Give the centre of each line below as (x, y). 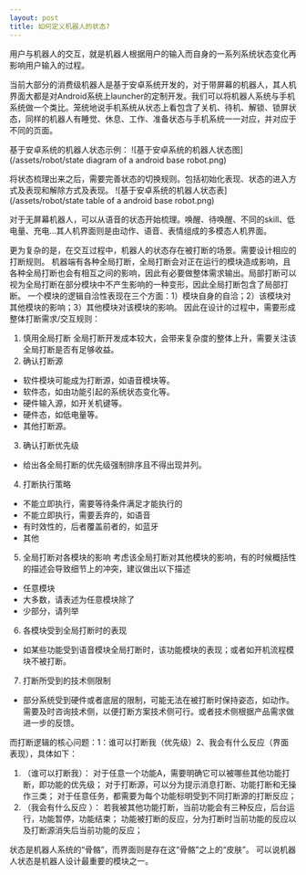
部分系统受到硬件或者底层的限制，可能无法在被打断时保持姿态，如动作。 (158, 700)
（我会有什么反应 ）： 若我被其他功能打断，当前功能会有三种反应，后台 (154, 807)
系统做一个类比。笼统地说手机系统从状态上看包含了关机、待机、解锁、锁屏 (149, 107)
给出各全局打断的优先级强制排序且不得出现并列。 (114, 464)
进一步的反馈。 (51, 722)
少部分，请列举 (51, 611)
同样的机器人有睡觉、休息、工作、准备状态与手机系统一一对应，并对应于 (161, 119)
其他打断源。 (46, 426)
